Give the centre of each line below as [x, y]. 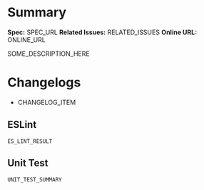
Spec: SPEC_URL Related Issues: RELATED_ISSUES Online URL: [102, 32]
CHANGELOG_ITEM [47, 102]
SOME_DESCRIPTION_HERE [49, 54]
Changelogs [44, 82]
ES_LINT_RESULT [30, 141]
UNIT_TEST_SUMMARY [35, 179]
